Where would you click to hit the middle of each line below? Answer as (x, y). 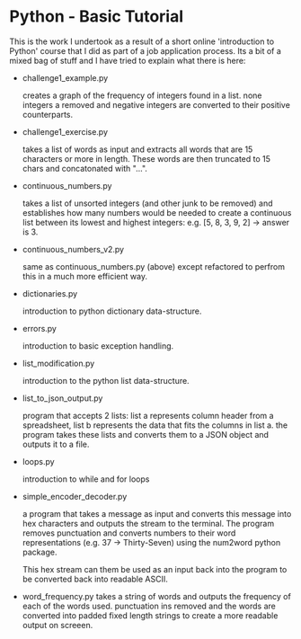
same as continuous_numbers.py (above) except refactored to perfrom (154, 266)
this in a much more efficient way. (85, 276)
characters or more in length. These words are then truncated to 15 (146, 158)
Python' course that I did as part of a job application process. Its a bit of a (145, 50)
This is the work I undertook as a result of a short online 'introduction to (142, 41)
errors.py (39, 328)
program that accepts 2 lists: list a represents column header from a (148, 415)
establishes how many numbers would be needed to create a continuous (157, 212)
